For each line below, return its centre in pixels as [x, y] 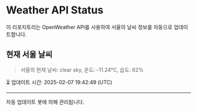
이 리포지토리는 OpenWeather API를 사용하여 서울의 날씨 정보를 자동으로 [89, 27]
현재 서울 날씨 [29, 55]
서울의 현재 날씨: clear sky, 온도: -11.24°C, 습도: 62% [82, 70]
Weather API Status [55, 10]
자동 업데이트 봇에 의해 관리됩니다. [45, 102]
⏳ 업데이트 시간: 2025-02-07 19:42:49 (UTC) [59, 82]
